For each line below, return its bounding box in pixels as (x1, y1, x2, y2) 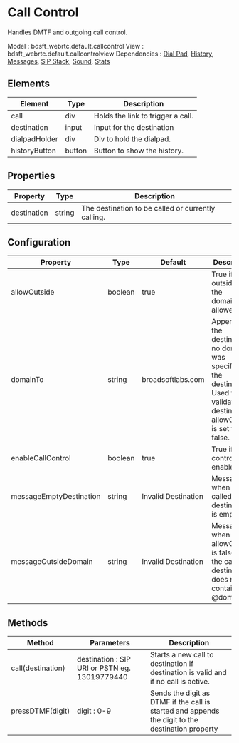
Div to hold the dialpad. (93, 133, 171, 143)
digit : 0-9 (77, 706, 112, 716)
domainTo (11, 375, 44, 385)
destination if (149, 659, 194, 669)
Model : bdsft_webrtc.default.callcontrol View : (7, 41, 144, 50)
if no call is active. (149, 677, 210, 687)
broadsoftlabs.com (142, 375, 205, 385)
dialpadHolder (11, 133, 58, 143)
